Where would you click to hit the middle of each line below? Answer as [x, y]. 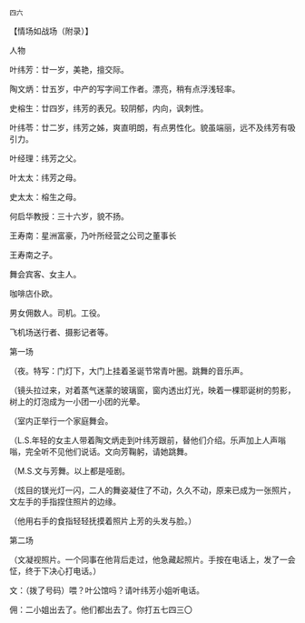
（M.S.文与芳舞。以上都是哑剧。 [69, 471]
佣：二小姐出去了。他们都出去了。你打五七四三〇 [101, 609]
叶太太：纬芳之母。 [45, 177]
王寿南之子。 [33, 255]
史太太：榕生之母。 [45, 197]
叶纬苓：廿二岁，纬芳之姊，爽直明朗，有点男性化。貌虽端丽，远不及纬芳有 [148, 127]
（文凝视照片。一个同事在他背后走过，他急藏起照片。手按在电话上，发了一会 [152, 559]
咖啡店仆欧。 [33, 293]
